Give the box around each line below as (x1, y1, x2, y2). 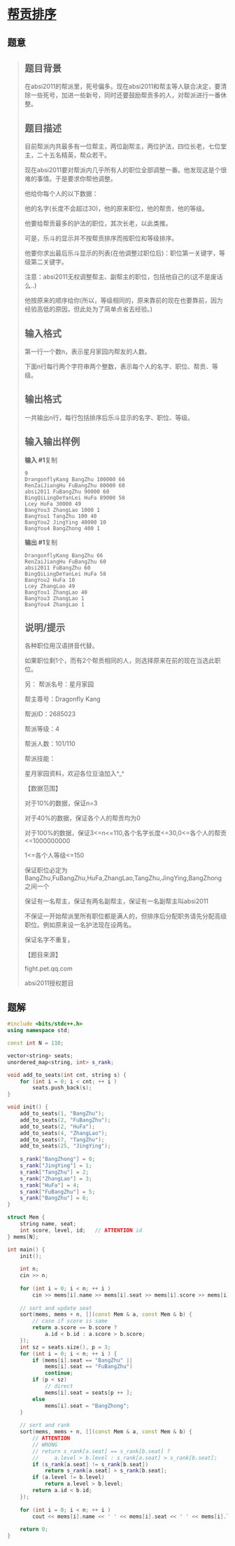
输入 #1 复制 (24, 456, 58, 464)
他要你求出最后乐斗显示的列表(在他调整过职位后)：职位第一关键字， (24, 249, 220, 258)
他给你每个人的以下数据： (24, 190, 99, 198)
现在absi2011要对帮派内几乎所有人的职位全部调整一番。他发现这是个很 (24, 166, 227, 174)
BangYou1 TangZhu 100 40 (24, 513, 97, 520)
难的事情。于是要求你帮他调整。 (24, 174, 117, 183)
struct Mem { (7, 1214, 45, 1221)
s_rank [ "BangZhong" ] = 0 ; (20, 1156, 96, 1163)
